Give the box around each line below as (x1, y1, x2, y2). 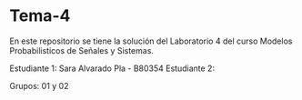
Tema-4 (9, 5, 71, 26)
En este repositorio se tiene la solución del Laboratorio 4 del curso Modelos (9, 35, 293, 46)
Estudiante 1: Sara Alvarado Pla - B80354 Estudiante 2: (9, 63, 216, 74)
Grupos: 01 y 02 (9, 80, 69, 91)
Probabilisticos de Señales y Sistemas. (9, 45, 155, 55)
